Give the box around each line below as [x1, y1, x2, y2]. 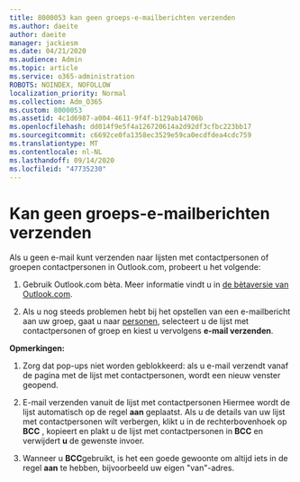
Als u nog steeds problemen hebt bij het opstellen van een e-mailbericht [22, 306, 291, 317]
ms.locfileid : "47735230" [9, 164, 106, 173]
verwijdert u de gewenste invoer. [22, 435, 145, 447]
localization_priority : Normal [9, 88, 127, 97]
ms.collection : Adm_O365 [9, 97, 103, 107]
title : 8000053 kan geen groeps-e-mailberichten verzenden [9, 13, 236, 23]
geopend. [22, 380, 59, 391]
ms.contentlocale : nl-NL [9, 147, 103, 156]
